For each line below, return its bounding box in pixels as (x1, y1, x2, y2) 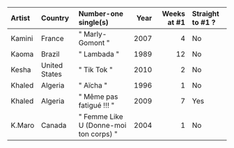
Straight (192, 9, 219, 18)
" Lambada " (78, 49, 120, 58)
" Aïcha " (78, 81, 108, 90)
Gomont (78, 38, 105, 47)
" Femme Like (78, 112, 123, 121)
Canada (40, 121, 67, 130)
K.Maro (10, 121, 35, 130)
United (40, 60, 63, 70)
